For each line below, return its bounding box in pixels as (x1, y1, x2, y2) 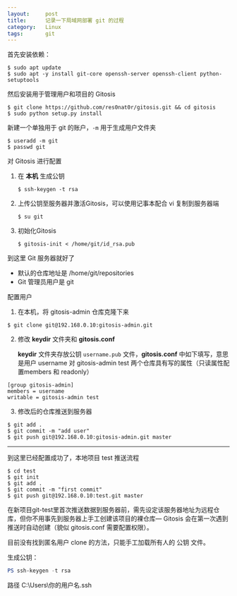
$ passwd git (7, 144, 46, 151)
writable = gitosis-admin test (7, 394, 99, 401)
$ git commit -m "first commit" (7, 486, 102, 494)
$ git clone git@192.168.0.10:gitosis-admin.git (7, 322, 153, 329)
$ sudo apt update (7, 64, 61, 71)
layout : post (7, 10, 59, 18)
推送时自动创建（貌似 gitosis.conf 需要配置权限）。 (7, 523, 153, 532)
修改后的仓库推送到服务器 (17, 407, 92, 416)
